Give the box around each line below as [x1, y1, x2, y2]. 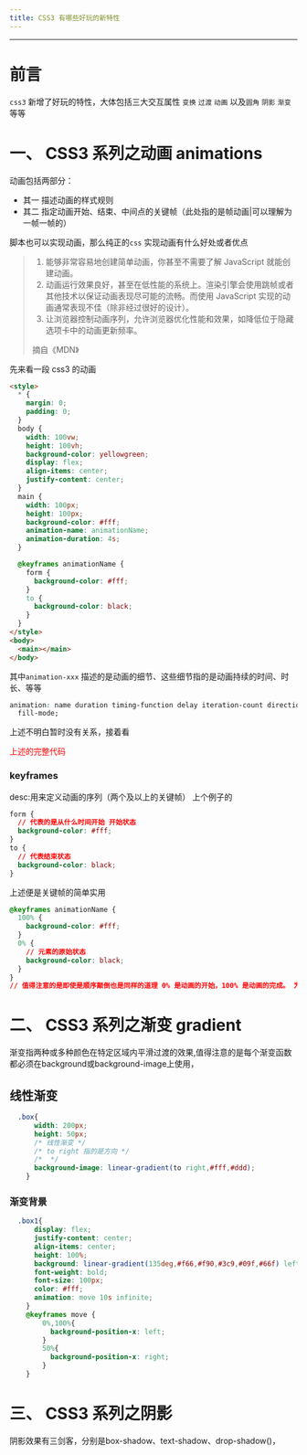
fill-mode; [17, 709, 59, 718]
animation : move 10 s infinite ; [33, 1293, 153, 1302]
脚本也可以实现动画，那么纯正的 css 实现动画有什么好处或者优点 [9, 237, 249, 248]
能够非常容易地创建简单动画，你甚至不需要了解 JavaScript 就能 [45, 256, 283, 267]
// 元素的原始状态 [26, 947, 87, 956]
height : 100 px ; [26, 509, 84, 518]
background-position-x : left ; [49, 1327, 166, 1336]
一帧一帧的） [22, 217, 71, 228]
